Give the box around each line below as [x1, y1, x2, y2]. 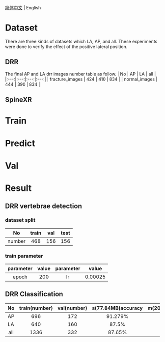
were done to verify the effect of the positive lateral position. [5, 44, 128, 50]
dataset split [5, 217, 36, 224]
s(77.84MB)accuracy [92, 304, 143, 311]
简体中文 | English [5, 5, 41, 10]
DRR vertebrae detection [5, 202, 82, 210]
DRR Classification [5, 290, 63, 298]
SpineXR [5, 96, 32, 104]
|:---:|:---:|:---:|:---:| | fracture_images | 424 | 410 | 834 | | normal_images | [5, 76, 158, 82]
